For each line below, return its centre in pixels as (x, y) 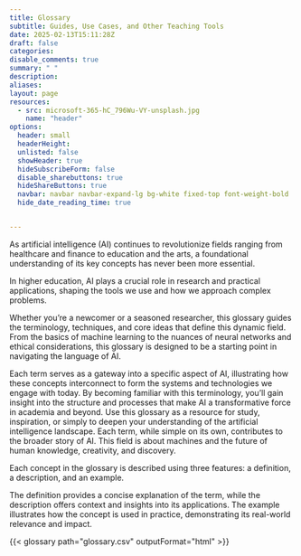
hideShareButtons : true (62, 186)
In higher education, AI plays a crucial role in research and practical (135, 280)
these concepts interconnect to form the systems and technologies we (141, 383)
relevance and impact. (51, 523)
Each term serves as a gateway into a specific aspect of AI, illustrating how (149, 373)
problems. (28, 300)
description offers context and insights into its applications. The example (145, 504)
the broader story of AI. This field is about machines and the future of (139, 440)
